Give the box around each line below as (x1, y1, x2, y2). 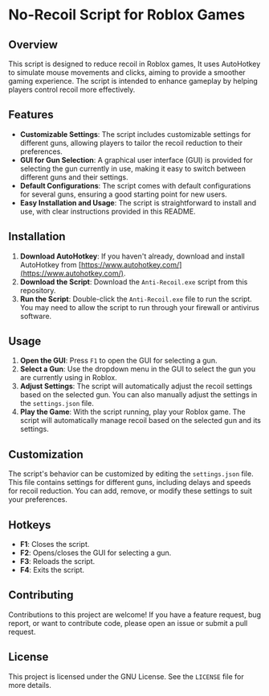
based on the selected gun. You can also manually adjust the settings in (19, 390, 258, 400)
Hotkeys (8, 518, 51, 532)
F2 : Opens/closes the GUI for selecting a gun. (19, 548, 172, 557)
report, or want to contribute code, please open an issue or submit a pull (8, 618, 248, 628)
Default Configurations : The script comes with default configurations (19, 180, 251, 190)
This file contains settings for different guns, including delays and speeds (8, 478, 251, 487)
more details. (8, 680, 52, 690)
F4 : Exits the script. (19, 565, 85, 575)
